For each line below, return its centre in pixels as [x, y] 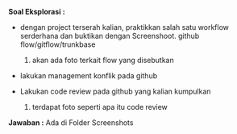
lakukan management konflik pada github [89, 75]
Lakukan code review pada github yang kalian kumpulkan [115, 91]
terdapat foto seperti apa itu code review [100, 107]
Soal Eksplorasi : [37, 12]
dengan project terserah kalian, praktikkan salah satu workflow [125, 27]
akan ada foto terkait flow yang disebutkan [103, 60]
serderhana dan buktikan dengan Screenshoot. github [110, 36]
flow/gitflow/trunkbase [58, 44]
